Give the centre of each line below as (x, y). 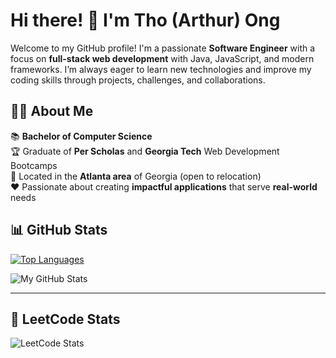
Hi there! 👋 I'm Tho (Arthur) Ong (145, 20)
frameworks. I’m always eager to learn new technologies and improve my (161, 69)
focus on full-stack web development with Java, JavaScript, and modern (162, 58)
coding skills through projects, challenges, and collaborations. (138, 80)
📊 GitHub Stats (59, 230)
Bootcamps (34, 165)
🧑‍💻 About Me (52, 111)
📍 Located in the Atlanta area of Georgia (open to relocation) (136, 176)
